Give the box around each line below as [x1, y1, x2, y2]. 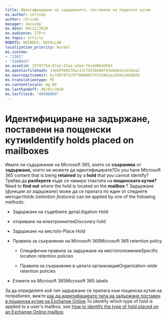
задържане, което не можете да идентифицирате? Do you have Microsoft [5, 167, 161, 173]
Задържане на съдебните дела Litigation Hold [12, 209, 108, 215]
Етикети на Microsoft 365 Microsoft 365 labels [12, 278, 108, 284]
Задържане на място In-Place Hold [12, 228, 86, 234]
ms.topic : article [5, 36, 43, 41]
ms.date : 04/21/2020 [5, 26, 48, 31]
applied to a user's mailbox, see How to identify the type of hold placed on [5, 303, 159, 309]
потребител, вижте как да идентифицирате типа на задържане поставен [5, 293, 161, 299]
